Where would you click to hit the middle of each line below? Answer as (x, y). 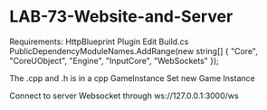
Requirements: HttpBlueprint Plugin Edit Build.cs (99, 41)
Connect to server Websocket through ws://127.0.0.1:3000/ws (124, 96)
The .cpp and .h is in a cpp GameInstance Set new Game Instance (132, 78)
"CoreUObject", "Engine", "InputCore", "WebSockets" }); (114, 60)
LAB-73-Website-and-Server (121, 17)
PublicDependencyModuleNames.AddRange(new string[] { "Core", (133, 50)
